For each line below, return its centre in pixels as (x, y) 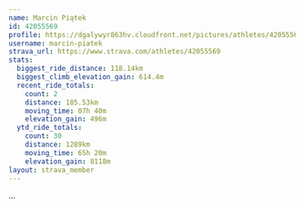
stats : (21, 60)
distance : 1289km (58, 144)
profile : (25, 35)
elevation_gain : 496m (66, 119)
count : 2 (41, 94)
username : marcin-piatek (56, 43)
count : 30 (44, 136)
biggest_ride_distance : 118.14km (80, 69)
